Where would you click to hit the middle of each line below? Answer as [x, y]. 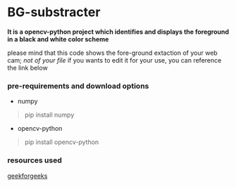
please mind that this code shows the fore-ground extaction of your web [113, 53]
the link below [27, 67]
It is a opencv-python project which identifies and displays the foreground [118, 32]
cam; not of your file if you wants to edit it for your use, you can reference [114, 60]
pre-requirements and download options [78, 86]
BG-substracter [54, 12]
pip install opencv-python [62, 142]
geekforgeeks [27, 176]
